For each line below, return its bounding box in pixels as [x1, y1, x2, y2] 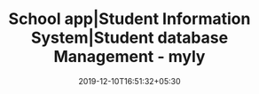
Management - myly [53, 47, 206, 67]
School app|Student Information [8, 9, 251, 29]
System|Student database [30, 27, 229, 48]
